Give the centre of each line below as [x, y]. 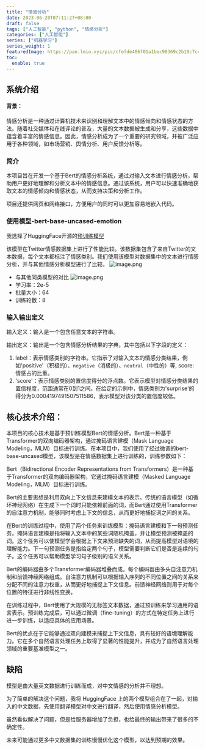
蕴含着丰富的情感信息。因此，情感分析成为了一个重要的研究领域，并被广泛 [100, 136]
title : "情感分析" [28, 12]
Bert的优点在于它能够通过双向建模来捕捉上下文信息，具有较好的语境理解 [97, 633]
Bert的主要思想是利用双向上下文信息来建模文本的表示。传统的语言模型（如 [100, 497]
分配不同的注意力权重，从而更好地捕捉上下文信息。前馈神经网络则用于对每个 [103, 584]
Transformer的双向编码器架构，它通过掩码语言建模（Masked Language [101, 476]
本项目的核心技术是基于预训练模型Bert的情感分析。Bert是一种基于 [89, 433]
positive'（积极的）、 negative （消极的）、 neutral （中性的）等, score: [108, 365]
